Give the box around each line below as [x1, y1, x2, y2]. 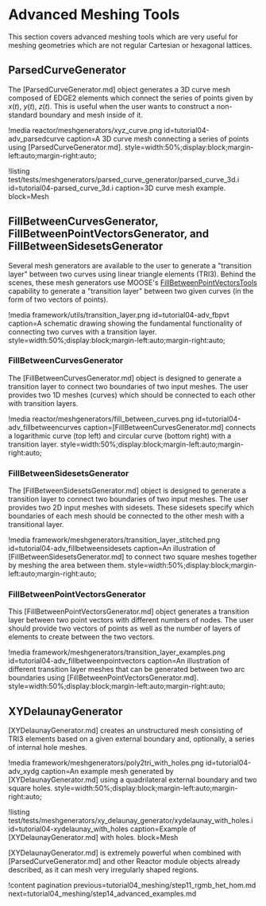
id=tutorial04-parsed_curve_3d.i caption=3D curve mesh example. [8, 183, 226, 193]
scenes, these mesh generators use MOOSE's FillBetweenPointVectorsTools [8, 277, 258, 287]
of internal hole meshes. [8, 743, 87, 752]
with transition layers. [8, 398, 79, 408]
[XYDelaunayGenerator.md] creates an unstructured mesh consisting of [8, 726, 244, 736]
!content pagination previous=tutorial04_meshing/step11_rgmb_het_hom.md [8, 881, 256, 890]
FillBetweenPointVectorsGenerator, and [8, 227, 209, 240]
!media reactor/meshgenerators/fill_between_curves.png [8, 414, 195, 424]
